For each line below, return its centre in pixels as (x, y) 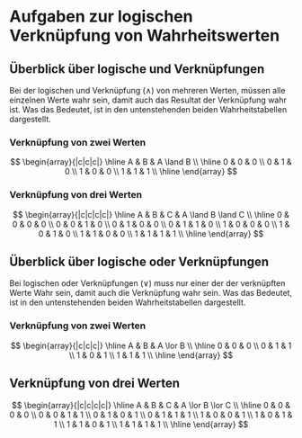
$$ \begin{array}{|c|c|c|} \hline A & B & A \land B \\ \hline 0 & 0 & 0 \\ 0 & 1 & (151, 162)
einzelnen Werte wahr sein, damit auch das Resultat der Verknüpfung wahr (148, 100)
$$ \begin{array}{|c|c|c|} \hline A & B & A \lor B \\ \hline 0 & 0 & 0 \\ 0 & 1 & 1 (151, 345)
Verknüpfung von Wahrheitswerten (145, 36)
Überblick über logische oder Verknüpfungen (139, 261)
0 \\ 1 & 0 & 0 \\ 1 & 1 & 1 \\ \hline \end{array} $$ (151, 172)
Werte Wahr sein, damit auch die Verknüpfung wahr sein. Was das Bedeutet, (151, 293)
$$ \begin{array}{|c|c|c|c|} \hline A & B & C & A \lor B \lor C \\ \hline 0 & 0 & (151, 405)
